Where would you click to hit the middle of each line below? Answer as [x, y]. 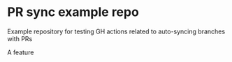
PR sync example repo [73, 12]
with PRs [20, 38]
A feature [21, 52]
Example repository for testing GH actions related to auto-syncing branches [116, 31]
